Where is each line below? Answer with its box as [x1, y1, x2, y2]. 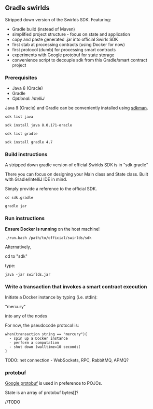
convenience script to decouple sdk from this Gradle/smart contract [12, 57, 147, 63]
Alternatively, [5, 244, 31, 250]
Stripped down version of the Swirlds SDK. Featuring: [5, 16, 111, 22]
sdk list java [5, 114, 34, 119]
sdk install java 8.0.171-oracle [5, 123, 72, 128]
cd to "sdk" [5, 253, 28, 259]
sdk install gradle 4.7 [5, 140, 53, 145]
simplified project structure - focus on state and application [12, 31, 130, 37]
